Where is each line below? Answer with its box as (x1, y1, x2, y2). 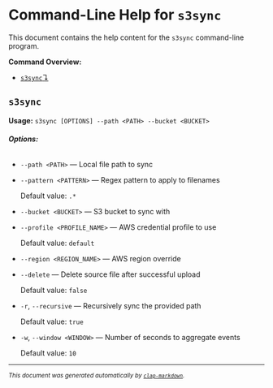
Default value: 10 (19, 347, 77, 358)
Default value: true (19, 317, 84, 326)
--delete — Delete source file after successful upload (19, 269, 201, 279)
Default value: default (19, 238, 95, 248)
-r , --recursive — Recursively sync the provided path (19, 300, 201, 310)
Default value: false (19, 285, 88, 295)
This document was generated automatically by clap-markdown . (8, 371, 185, 379)
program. (8, 41, 40, 50)
